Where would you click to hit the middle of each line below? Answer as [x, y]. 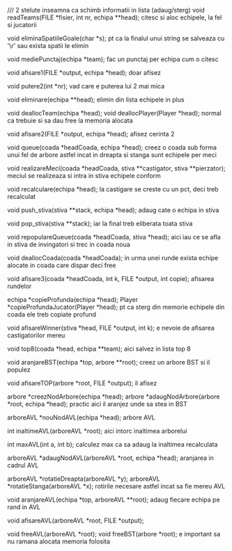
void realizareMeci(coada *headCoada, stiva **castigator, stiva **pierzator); [117, 168]
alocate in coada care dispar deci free [62, 265]
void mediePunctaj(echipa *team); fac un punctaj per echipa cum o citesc [113, 59]
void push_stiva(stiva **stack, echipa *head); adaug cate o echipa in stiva [113, 210]
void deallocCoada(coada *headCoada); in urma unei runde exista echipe [113, 258]
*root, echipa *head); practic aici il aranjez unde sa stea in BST [98, 404]
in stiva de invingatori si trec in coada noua [69, 244]
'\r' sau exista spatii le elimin [48, 46]
